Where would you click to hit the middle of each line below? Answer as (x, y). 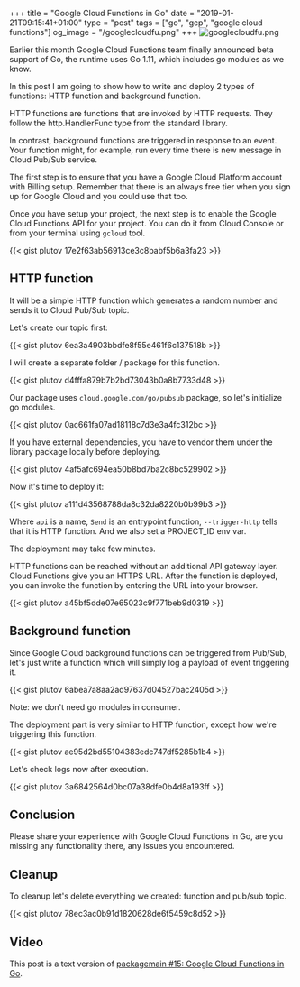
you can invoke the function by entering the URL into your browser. (134, 585)
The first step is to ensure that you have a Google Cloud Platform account (146, 177)
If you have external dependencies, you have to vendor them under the (141, 442)
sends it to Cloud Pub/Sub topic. (69, 309)
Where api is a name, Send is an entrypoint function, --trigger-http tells (144, 521)
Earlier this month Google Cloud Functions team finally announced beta (142, 50)
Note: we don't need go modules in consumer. (95, 706)
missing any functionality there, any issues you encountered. (122, 846)
